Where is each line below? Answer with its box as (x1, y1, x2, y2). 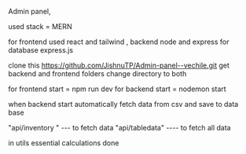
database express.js (8, 46, 73, 54)
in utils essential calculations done (8, 138, 119, 148)
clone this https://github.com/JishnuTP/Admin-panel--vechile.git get (8, 60, 230, 70)
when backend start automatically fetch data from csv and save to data (8, 100, 239, 108)
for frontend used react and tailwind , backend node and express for (8, 37, 229, 46)
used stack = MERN (8, 22, 72, 31)
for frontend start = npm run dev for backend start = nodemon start (8, 84, 226, 93)
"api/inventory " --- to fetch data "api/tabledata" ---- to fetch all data (8, 123, 231, 132)
